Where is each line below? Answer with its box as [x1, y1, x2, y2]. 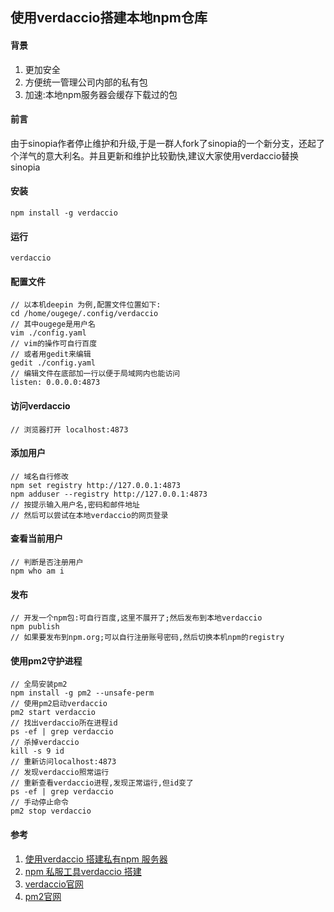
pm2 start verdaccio [10, 708, 97, 718]
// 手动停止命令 [10, 798, 69, 808]
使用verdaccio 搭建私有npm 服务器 [24, 853, 168, 865]
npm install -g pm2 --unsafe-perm [10, 688, 155, 698]
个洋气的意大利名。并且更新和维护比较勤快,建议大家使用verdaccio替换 [10, 149, 300, 162]
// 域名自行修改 [10, 471, 69, 482]
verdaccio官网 [24, 878, 84, 890]
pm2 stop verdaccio [10, 806, 92, 817]
